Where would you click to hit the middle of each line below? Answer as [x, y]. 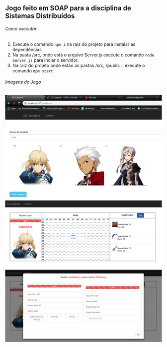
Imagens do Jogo [23, 82]
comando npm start [33, 71]
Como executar [21, 28]
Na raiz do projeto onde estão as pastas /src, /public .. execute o [79, 65]
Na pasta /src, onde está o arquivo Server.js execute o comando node [83, 55]
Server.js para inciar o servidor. [45, 60]
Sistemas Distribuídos [40, 16]
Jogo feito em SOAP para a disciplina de [68, 8]
